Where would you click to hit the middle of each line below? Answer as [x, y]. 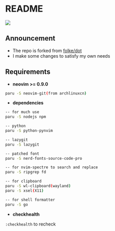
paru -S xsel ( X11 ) [24, 191]
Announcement [30, 38]
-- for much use [22, 112]
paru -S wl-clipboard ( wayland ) [38, 186]
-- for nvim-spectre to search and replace [52, 167]
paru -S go [17, 204]
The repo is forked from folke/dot [47, 51]
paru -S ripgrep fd [26, 172]
